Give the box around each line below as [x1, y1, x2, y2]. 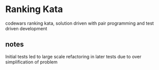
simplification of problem [5, 59, 58, 65]
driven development [5, 25, 47, 31]
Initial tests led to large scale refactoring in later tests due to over [5, 53, 142, 59]
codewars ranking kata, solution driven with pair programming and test [5, 20, 154, 26]
